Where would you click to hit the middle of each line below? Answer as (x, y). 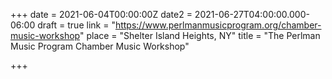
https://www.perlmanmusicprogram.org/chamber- (218, 25)
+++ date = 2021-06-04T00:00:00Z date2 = (101, 14)
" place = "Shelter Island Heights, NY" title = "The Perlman (200, 35)
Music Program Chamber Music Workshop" (100, 46)
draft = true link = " (76, 25)
